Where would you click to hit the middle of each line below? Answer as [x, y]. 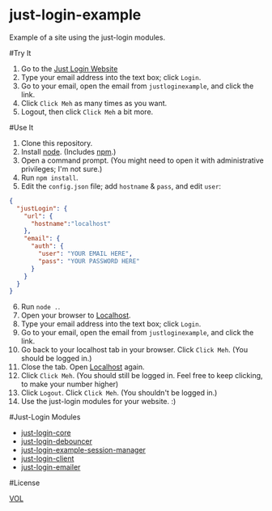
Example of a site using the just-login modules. [87, 37]
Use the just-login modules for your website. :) [98, 402]
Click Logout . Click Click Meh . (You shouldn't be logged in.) [119, 393]
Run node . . [40, 307]
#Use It [21, 127]
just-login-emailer [51, 467]
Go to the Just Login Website [69, 68]
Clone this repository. [57, 143]
